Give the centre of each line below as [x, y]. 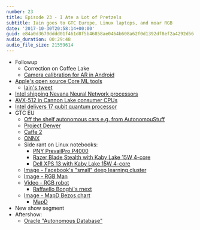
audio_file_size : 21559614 [40, 45]
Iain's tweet [38, 87]
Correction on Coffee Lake [57, 68]
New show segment [40, 208]
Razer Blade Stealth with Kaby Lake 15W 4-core [92, 157]
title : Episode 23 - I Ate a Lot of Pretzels [64, 17]
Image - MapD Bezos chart [57, 195]
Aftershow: [28, 214]
